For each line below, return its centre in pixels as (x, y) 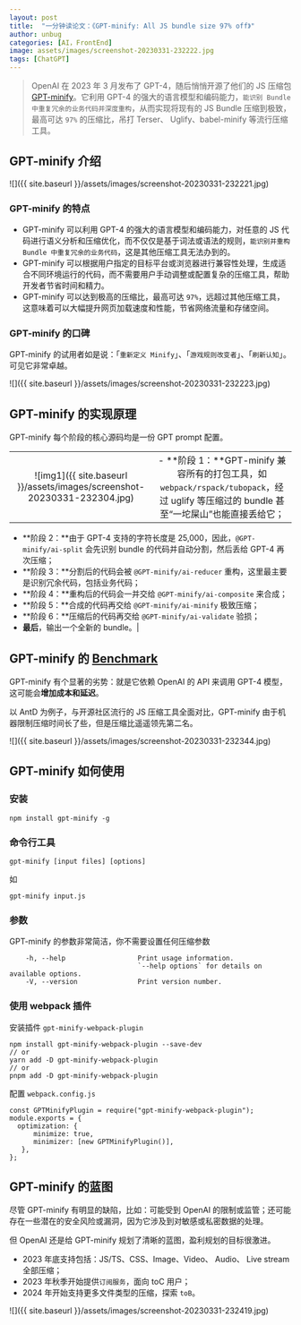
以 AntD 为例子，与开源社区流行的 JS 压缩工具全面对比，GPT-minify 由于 (144, 712)
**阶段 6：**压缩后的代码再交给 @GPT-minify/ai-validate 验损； (141, 616)
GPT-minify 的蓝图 (61, 1187)
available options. (46, 974)
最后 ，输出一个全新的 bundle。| (81, 628)
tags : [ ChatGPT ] (39, 59)
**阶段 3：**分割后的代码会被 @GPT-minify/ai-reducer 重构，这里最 (146, 572)
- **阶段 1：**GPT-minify (216, 460)
